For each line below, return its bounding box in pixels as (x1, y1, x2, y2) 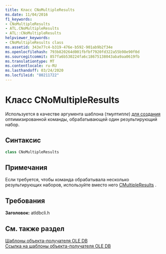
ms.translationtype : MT (5, 59, 55, 64)
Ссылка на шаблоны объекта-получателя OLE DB (5, 243, 111, 249)
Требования (5, 196, 45, 205)
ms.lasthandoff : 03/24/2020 (5, 68, 64, 73)
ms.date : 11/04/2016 (5, 12, 48, 17)
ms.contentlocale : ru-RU (5, 63, 57, 68)
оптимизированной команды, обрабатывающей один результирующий (5, 116, 157, 122)
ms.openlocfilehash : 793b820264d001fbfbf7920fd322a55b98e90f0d (5, 49, 140, 54)
